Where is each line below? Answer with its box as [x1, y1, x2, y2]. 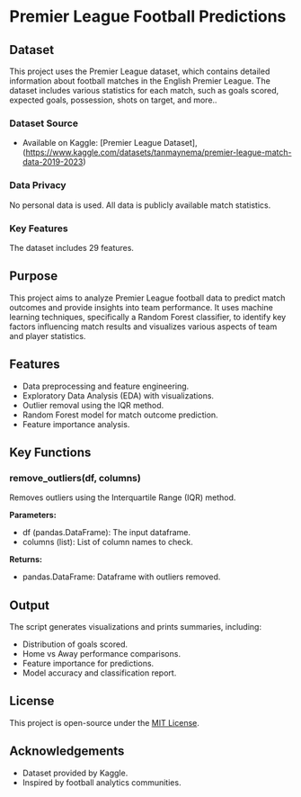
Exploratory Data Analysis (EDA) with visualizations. [22, 390, 214, 401]
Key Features [9, 222, 69, 235]
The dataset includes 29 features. [9, 242, 135, 253]
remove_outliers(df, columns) [9, 471, 141, 484]
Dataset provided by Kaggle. [22, 767, 128, 778]
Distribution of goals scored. [22, 639, 128, 649]
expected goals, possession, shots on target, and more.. [9, 94, 217, 105]
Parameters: [9, 510, 57, 521]
